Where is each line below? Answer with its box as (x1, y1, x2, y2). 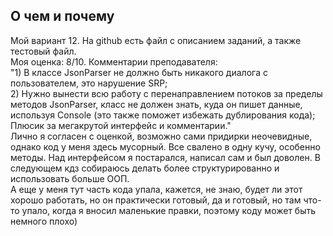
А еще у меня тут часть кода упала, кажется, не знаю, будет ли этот (10, 183, 303, 195)
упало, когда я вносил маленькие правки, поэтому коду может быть (21, 204, 317, 216)
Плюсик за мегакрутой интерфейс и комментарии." (10, 119, 232, 131)
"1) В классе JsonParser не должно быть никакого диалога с (10, 66, 268, 78)
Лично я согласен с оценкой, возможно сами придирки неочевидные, (10, 130, 313, 142)
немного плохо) (10, 215, 78, 227)
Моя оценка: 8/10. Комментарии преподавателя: (10, 55, 218, 68)
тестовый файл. (10, 45, 77, 57)
